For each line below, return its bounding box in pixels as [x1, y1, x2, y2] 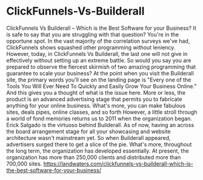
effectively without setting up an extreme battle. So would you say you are [6, 57, 191, 64]
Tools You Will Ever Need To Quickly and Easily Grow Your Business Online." [6, 82, 197, 89]
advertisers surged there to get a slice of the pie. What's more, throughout [6, 140, 192, 148]
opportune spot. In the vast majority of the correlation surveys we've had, [6, 37, 190, 44]
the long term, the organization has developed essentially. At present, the [6, 147, 189, 154]
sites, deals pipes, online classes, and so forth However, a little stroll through [6, 108, 198, 116]
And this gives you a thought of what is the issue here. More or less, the [6, 89, 186, 96]
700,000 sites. [6, 160, 42, 167]
